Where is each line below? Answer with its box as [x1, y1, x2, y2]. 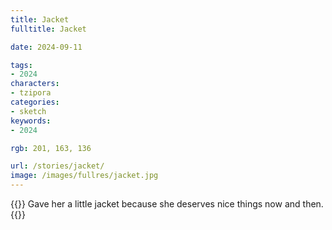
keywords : [10, 116, 52, 126]
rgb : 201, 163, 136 [10, 143, 92, 153]
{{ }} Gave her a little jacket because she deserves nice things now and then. [10, 198, 324, 210]
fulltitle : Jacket [10, 24, 87, 34]
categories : [10, 97, 60, 107]
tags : [10, 60, 33, 70]
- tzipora [10, 88, 52, 98]
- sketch [10, 106, 47, 116]
